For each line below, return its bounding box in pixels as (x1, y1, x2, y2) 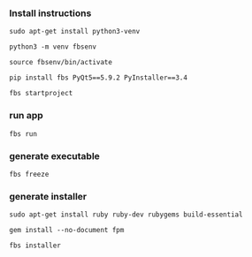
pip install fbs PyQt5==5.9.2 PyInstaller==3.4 (9, 73, 188, 82)
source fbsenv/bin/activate (9, 58, 113, 67)
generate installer (9, 190, 88, 202)
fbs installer (9, 241, 62, 250)
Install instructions (9, 7, 92, 19)
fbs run (9, 129, 38, 139)
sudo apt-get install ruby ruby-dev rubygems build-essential (9, 210, 243, 219)
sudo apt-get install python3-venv (9, 27, 141, 36)
